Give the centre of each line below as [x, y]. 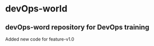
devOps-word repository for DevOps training [77, 27]
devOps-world [36, 9]
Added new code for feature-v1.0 [40, 39]
